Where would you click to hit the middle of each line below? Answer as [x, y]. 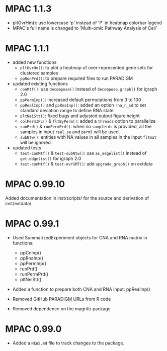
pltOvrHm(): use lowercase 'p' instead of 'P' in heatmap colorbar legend [87, 23]
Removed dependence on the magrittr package [61, 309]
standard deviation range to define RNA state [67, 110]
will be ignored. [36, 142]
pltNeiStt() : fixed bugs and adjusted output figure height [80, 116]
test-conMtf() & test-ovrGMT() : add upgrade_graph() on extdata [86, 163]
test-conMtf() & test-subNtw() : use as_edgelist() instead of [83, 153]
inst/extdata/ [18, 203]
